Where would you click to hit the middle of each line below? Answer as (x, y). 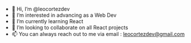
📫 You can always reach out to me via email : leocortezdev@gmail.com (98, 34)
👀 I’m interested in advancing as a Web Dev (64, 15)
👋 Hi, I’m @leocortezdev (41, 9)
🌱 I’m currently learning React (47, 21)
